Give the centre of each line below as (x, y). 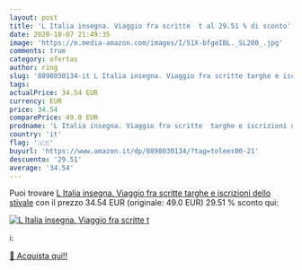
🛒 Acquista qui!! (39, 256)
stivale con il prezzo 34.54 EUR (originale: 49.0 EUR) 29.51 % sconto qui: (144, 203)
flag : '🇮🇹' (31, 143)
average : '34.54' (42, 168)
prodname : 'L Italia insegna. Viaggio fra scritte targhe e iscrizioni (148, 126)
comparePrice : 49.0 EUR (54, 118)
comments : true (38, 51)
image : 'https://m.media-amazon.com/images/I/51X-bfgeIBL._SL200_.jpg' (146, 43)
